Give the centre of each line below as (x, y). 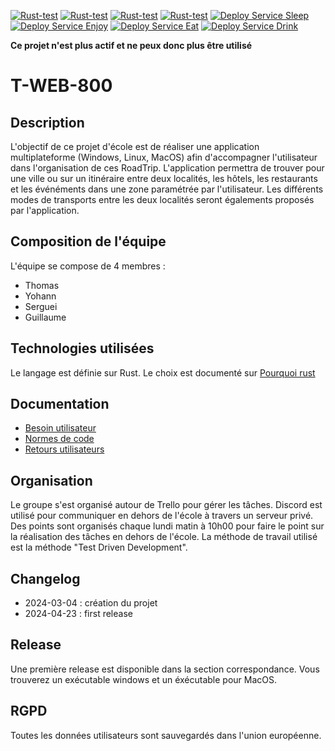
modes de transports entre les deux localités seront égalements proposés (162, 199)
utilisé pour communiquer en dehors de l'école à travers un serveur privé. (162, 516)
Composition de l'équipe (88, 241)
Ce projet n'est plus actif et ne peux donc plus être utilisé (131, 45)
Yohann (40, 296)
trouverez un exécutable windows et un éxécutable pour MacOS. (144, 679)
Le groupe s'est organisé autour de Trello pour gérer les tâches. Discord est (166, 505)
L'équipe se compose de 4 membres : (88, 266)
